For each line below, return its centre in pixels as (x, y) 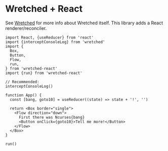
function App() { (24, 95)
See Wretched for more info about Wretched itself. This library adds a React (84, 23)
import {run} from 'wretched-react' (44, 73)
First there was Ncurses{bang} (52, 117)
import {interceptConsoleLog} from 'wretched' (55, 42)
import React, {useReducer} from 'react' (50, 37)
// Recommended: (22, 82)
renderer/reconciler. (26, 28)
